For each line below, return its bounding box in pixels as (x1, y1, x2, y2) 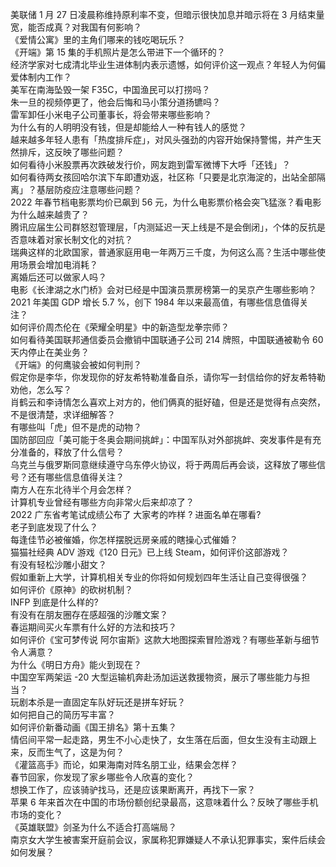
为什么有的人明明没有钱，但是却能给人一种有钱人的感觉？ (10, 121, 247, 133)
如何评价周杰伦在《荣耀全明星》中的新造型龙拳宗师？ (10, 321, 230, 333)
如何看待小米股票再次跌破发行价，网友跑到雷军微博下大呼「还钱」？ (10, 159, 291, 170)
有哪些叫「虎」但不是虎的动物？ (10, 421, 142, 433)
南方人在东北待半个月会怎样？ (10, 484, 133, 495)
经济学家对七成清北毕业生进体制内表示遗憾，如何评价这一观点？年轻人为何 (10, 59, 317, 70)
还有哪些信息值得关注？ (27, 471, 125, 483)
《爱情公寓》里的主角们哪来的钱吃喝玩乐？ (10, 34, 186, 45)
